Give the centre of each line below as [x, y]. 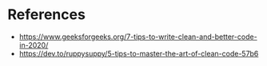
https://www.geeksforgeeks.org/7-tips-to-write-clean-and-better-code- [138, 37]
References [46, 15]
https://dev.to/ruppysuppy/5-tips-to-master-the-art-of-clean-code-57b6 [139, 53]
